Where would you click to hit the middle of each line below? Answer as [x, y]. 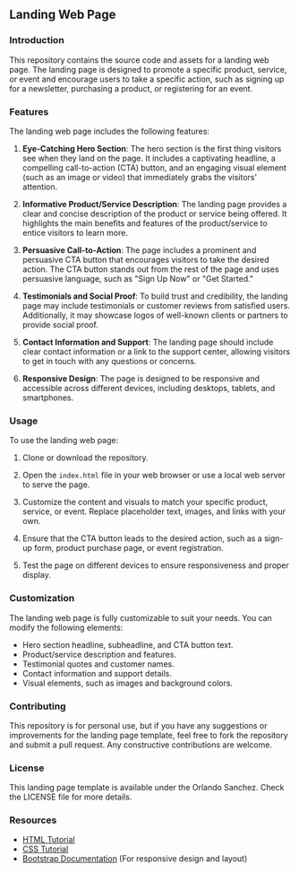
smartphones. [48, 397]
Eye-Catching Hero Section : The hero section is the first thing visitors [152, 148]
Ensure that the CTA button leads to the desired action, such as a [142, 538]
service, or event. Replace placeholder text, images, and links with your [154, 511]
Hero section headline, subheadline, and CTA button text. [128, 644]
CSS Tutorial [45, 849]
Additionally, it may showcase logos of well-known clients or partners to [155, 315]
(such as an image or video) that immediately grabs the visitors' [140, 177]
